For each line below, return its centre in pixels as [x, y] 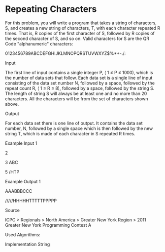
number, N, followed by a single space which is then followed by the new [79, 128]
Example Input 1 [21, 143]
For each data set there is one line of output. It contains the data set [74, 123]
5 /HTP [12, 172]
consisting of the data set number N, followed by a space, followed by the [80, 83]
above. [12, 104]
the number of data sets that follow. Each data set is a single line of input [79, 78]
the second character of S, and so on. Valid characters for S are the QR [77, 39]
